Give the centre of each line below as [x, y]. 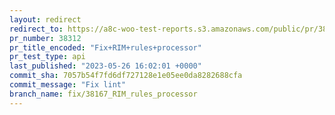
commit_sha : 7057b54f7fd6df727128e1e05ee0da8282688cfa [126, 76]
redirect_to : [36, 29]
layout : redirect [45, 19]
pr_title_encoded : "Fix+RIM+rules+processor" [105, 47]
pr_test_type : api [47, 57]
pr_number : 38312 [45, 38]
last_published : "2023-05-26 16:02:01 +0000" [105, 66]
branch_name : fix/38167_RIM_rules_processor [103, 94]
